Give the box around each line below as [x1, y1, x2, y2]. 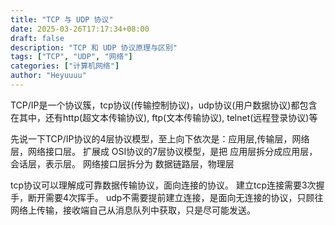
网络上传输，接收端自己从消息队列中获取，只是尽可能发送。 [10, 204, 256, 216]
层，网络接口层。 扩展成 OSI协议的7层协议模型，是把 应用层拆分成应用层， [10, 145, 318, 157]
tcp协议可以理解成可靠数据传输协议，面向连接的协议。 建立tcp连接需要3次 [10, 179, 317, 191]
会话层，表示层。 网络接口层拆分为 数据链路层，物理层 [10, 157, 235, 170]
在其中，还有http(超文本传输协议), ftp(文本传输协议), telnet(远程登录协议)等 [10, 111, 318, 123]
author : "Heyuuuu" [10, 71, 87, 81]
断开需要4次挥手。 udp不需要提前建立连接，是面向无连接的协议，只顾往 [27, 191, 324, 203]
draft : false [10, 33, 65, 43]
